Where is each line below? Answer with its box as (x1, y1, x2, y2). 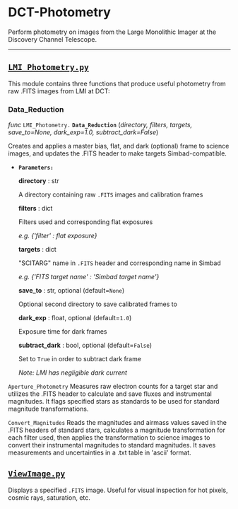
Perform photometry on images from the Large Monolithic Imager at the (8, 28, 217, 36)
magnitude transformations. (8, 404, 89, 414)
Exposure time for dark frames (18, 327, 108, 336)
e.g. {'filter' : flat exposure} (18, 231, 97, 240)
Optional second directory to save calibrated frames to (18, 300, 177, 308)
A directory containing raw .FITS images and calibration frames (18, 190, 203, 199)
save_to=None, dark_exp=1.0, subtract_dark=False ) (8, 128, 159, 136)
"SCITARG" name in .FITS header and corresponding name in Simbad (18, 259, 221, 267)
